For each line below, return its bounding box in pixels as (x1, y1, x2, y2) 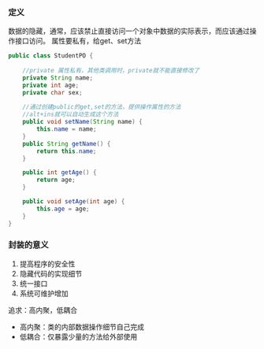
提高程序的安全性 (19, 258, 76, 269)
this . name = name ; (36, 125, 97, 133)
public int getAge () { (22, 169, 97, 176)
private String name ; (22, 73, 93, 82)
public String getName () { (22, 139, 111, 147)
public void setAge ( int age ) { (22, 198, 125, 206)
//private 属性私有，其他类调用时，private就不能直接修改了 (22, 67, 200, 75)
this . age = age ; (36, 205, 90, 213)
